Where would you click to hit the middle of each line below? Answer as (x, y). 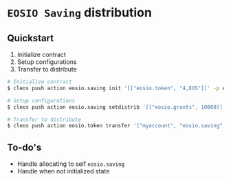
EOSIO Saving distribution (80, 13)
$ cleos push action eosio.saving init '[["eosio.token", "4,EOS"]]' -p (113, 88)
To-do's (24, 147)
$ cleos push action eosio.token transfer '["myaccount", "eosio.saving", (117, 126)
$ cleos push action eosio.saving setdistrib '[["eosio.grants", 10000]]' (117, 107)
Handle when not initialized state (63, 171)
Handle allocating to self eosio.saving (71, 164)
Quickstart (31, 38)
